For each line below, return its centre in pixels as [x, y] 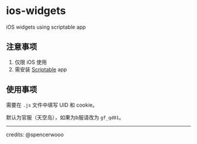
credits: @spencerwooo [35, 134]
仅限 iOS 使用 [30, 62]
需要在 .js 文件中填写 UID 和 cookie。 [52, 105]
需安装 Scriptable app [41, 69]
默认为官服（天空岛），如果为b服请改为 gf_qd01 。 [65, 117]
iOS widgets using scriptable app [46, 27]
